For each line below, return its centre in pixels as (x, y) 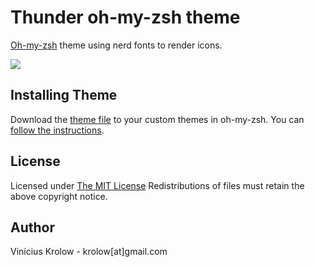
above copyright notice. (59, 196)
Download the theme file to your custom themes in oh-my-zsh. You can (157, 119)
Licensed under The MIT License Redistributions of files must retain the (157, 185)
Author (32, 227)
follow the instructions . (57, 130)
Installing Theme (64, 95)
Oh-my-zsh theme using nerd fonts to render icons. (116, 45)
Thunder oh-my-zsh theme (125, 17)
